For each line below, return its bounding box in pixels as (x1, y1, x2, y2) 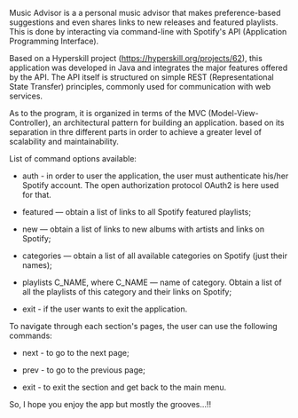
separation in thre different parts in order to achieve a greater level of (9, 127, 262, 137)
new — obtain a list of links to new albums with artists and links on (21, 224, 264, 234)
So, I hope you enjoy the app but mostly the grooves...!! (9, 399, 211, 409)
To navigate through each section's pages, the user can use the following (9, 321, 278, 331)
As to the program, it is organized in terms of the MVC (9, 108, 207, 118)
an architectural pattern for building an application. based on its (52, 117, 285, 128)
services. (9, 91, 43, 101)
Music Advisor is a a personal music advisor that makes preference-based (9, 8, 281, 18)
